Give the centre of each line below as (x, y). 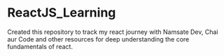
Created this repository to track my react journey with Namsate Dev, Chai (113, 32)
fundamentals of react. (40, 46)
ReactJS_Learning (62, 13)
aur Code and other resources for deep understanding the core (98, 39)
